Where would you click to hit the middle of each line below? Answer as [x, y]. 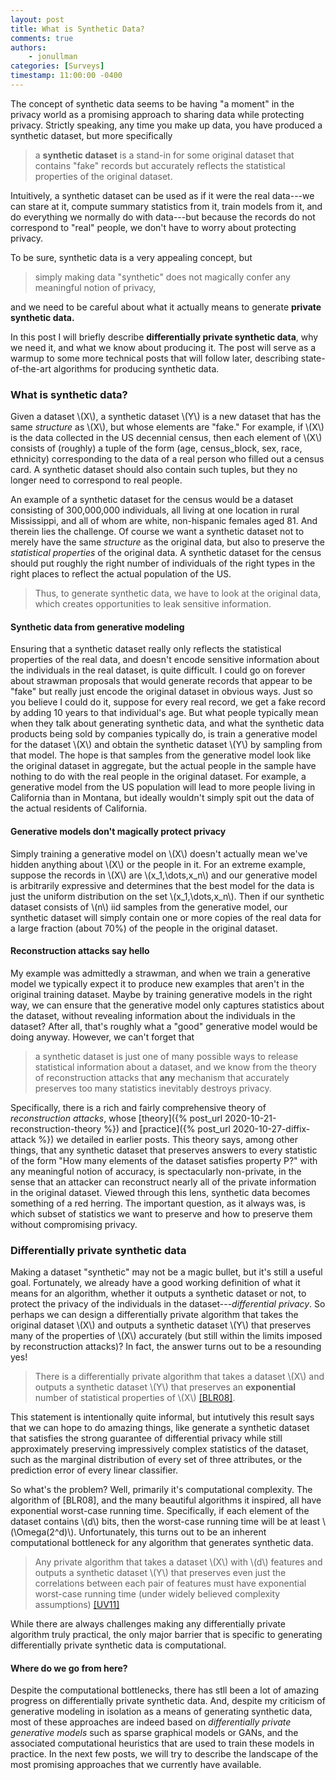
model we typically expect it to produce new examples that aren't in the [157, 983]
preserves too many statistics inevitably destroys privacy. [153, 1088]
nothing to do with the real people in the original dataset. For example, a [158, 777]
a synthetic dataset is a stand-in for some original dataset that [164, 155]
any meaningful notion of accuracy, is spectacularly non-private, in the [156, 1171]
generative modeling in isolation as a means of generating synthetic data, [161, 1712]
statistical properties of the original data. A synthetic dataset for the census [166, 553]
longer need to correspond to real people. [96, 480]
